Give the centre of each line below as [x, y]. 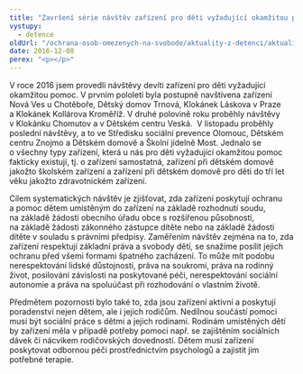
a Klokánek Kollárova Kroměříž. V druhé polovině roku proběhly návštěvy [145, 114]
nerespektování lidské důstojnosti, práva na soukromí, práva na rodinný [142, 265]
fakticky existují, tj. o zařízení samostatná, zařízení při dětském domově [142, 162]
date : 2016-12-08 [42, 51]
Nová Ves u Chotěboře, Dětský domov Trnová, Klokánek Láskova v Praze [145, 104]
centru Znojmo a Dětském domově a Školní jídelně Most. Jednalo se [135, 142]
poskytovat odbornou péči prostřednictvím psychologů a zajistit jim [134, 350]
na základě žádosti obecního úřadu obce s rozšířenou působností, [132, 218]
